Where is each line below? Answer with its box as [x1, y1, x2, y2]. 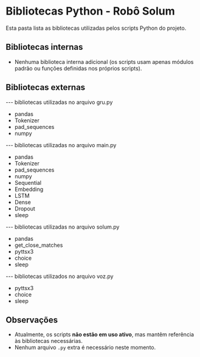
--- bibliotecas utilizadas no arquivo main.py [5, 141, 117, 148]
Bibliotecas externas [5, 82, 86, 92]
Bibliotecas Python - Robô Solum [5, 4, 176, 18]
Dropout [14, 205, 36, 212]
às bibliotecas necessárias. [14, 338, 83, 345]
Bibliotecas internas [5, 42, 83, 52]
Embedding [14, 185, 44, 193]
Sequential [14, 179, 42, 186]
